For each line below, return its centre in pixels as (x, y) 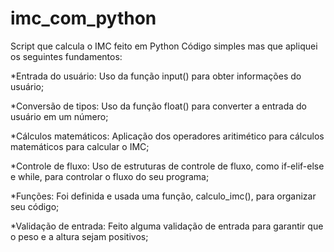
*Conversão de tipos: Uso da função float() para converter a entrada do (159, 106)
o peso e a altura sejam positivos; (79, 236)
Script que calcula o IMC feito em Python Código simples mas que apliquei (164, 46)
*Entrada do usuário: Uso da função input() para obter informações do (156, 76)
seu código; (35, 206)
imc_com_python (83, 18)
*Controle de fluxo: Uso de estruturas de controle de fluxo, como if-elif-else (167, 166)
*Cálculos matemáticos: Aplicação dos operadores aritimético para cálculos (167, 136)
